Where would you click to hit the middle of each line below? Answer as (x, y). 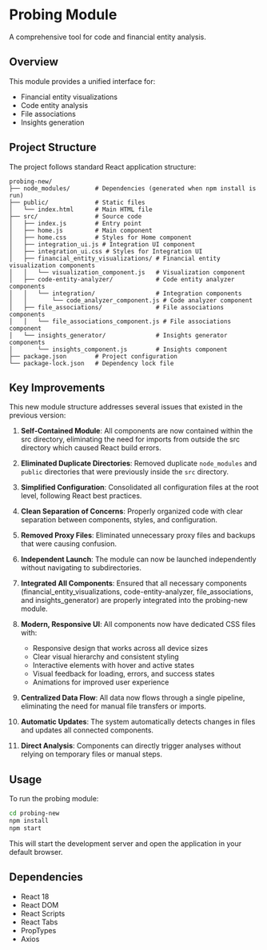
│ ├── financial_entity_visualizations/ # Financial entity (115, 258)
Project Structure (53, 148)
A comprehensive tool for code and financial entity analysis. (108, 37)
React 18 (35, 896)
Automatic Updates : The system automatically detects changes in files (138, 722)
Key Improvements (57, 387)
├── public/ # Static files (78, 202)
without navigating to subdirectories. (81, 568)
